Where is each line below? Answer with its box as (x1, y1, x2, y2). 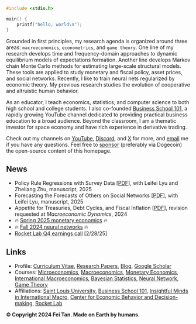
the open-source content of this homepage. (6, 147, 112, 154)
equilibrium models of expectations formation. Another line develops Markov (6, 56, 191, 63)
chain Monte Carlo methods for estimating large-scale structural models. (6, 62, 181, 70)
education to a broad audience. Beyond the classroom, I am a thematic (6, 117, 177, 124)
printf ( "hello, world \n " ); (16, 21, 82, 27)
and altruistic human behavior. (6, 87, 79, 94)
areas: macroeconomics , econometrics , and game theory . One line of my (6, 44, 174, 51)
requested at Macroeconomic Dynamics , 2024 (14, 211, 128, 218)
